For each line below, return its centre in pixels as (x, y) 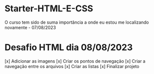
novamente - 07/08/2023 (30, 27)
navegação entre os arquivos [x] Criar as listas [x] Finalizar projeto (72, 66)
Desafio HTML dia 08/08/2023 (69, 48)
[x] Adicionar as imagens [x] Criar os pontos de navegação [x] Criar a (75, 61)
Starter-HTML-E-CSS (49, 9)
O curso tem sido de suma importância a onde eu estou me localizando (77, 22)
